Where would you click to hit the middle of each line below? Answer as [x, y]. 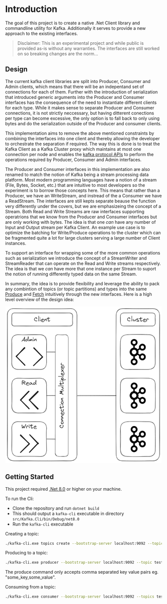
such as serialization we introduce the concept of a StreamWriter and [76, 258]
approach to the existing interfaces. [42, 33]
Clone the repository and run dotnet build [56, 508]
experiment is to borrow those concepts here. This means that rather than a [83, 190]
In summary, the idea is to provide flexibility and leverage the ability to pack [83, 283]
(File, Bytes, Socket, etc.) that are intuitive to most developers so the [75, 185]
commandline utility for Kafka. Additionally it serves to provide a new [76, 28]
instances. [16, 243]
